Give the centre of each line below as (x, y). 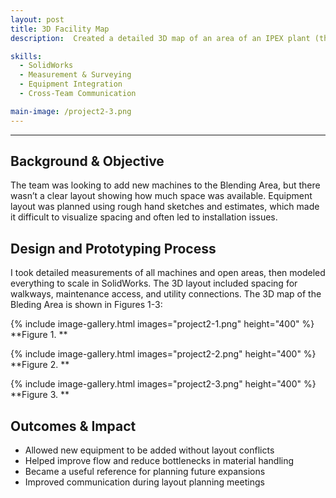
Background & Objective (87, 161)
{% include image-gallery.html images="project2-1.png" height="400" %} (162, 324)
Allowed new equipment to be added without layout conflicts (149, 450)
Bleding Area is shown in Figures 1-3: (86, 305)
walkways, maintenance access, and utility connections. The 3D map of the (166, 294)
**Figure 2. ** (40, 365)
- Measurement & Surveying (75, 75)
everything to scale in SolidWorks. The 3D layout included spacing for (154, 283)
